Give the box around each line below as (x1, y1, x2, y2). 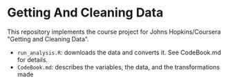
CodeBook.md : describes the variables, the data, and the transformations (17, 63, 220, 71)
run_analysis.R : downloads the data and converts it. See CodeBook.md (17, 48, 222, 56)
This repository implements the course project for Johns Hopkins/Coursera (7, 28, 221, 36)
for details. (17, 55, 48, 63)
